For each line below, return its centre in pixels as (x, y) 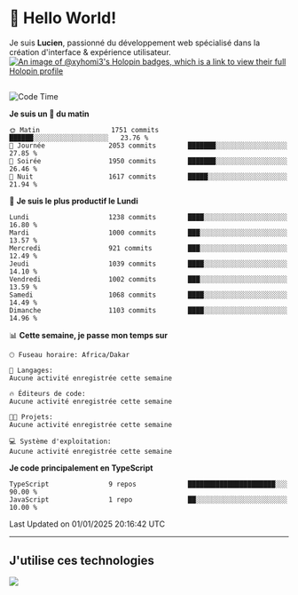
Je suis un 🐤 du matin (49, 114)
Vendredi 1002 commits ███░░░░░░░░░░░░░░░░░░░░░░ (149, 280)
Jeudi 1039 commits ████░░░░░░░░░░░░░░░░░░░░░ (149, 264)
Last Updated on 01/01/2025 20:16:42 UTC (87, 524)
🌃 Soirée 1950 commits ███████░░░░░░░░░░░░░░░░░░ (149, 162)
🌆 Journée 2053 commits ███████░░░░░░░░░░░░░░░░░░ (149, 146)
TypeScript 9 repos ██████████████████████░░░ (149, 484)
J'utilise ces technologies (82, 560)
